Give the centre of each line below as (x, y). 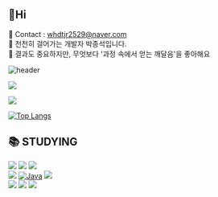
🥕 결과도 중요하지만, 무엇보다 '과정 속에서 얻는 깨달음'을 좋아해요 (109, 54)
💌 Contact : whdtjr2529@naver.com (68, 34)
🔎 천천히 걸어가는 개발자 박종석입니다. (68, 43)
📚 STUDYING (43, 142)
